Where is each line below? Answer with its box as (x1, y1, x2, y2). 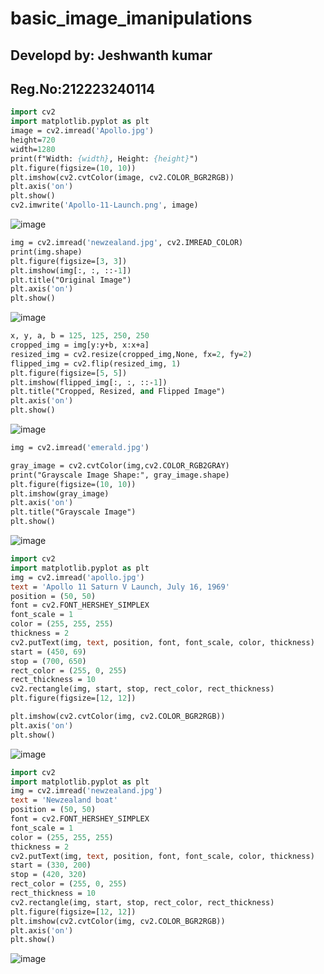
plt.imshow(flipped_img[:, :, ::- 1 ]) (10, 377, 168, 387)
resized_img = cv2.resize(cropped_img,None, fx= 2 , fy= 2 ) (10, 349, 253, 359)
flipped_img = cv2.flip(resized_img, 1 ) (10, 358, 182, 369)
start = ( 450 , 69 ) (10, 647, 87, 657)
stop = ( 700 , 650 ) (10, 656, 87, 666)
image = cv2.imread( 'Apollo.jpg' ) (10, 126, 155, 136)
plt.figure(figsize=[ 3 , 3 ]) (10, 256, 128, 266)
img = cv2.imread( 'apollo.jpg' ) (10, 572, 145, 582)
